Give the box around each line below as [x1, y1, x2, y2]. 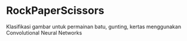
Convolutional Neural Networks [6, 29, 83, 36]
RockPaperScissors [6, 4, 104, 17]
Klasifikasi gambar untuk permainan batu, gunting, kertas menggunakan [6, 23, 182, 30]
